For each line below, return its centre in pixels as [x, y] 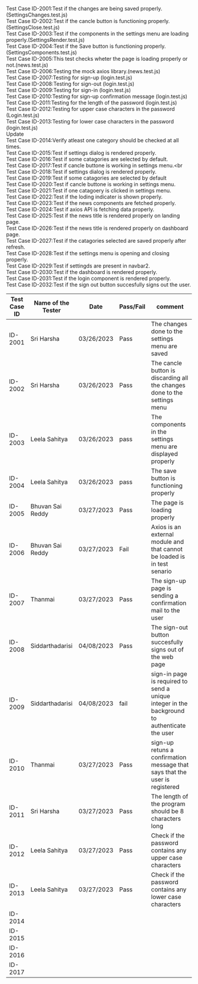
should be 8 [168, 811]
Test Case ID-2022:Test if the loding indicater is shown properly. [85, 197]
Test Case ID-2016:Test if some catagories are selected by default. [87, 159]
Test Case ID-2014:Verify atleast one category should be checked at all [93, 140]
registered [165, 787]
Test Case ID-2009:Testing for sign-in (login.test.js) [69, 90]
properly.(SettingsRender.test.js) [45, 40]
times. [14, 146]
